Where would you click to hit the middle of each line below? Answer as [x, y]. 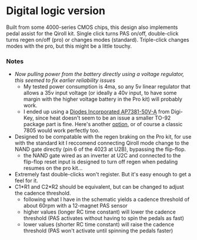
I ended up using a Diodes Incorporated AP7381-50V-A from [96, 112]
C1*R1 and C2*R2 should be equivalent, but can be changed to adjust [99, 187]
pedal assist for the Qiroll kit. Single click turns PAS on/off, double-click [92, 33]
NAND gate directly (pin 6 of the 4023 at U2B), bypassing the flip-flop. [100, 149]
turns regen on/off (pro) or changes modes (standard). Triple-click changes [98, 40]
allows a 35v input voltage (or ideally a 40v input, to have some [100, 93]
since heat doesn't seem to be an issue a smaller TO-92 [103, 118]
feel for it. [26, 180]
